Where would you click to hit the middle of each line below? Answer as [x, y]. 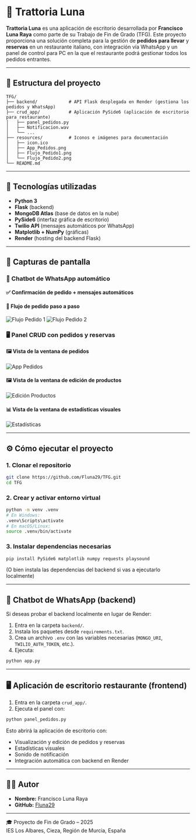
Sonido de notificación [41, 754]
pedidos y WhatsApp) [31, 107]
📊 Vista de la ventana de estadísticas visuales [64, 409]
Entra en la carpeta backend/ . [49, 625]
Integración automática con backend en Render [72, 760]
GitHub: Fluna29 [35, 805]
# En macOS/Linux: [28, 526]
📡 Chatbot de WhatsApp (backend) [71, 600]
